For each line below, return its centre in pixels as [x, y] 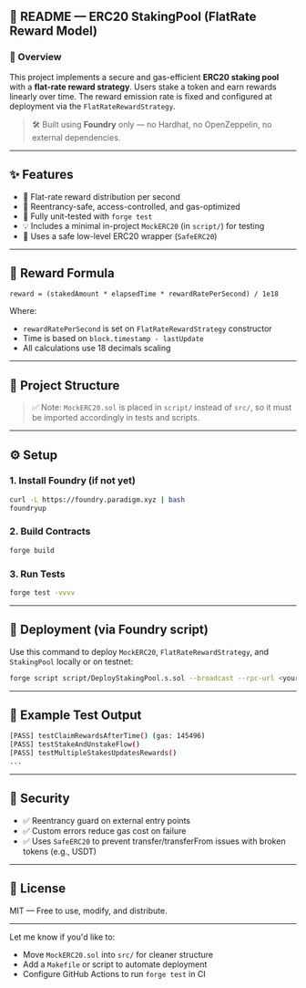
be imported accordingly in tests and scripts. [116, 418]
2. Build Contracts [50, 532]
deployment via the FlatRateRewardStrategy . [92, 106]
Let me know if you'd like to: [62, 937]
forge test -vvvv [42, 593]
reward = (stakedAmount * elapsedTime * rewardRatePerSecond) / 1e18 [144, 294]
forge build [32, 550]
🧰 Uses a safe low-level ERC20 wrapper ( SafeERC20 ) [120, 236]
